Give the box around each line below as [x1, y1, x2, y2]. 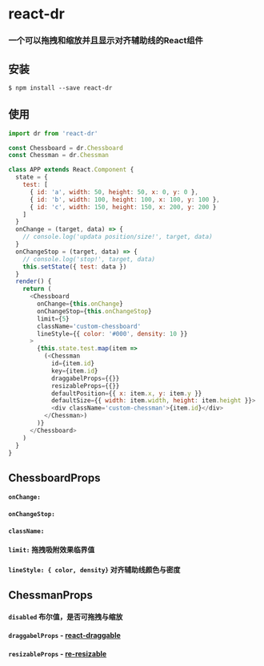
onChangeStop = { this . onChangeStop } [37, 307, 152, 315]
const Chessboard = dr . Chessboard [8, 143, 124, 152]
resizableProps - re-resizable [8, 649, 107, 659]
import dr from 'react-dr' [8, 129, 98, 137]
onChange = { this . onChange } [37, 300, 124, 309]
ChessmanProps [8, 588, 94, 602]
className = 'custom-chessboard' [37, 322, 142, 330]
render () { [15, 277, 52, 285]
